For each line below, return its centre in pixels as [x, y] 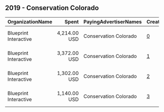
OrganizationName [30, 21]
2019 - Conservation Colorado [52, 8]
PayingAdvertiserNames [113, 21]
